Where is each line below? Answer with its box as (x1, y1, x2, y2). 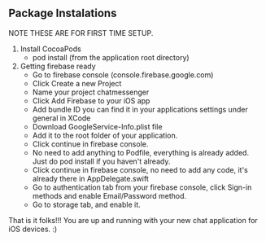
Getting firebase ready (20, 61, 96, 71)
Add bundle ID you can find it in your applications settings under (32, 104, 248, 114)
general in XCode (32, 113, 91, 123)
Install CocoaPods (20, 44, 81, 54)
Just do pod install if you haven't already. (32, 156, 171, 166)
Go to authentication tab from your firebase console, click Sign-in (32, 182, 252, 192)
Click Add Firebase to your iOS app (32, 95, 150, 105)
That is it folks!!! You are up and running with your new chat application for (8, 215, 258, 225)
